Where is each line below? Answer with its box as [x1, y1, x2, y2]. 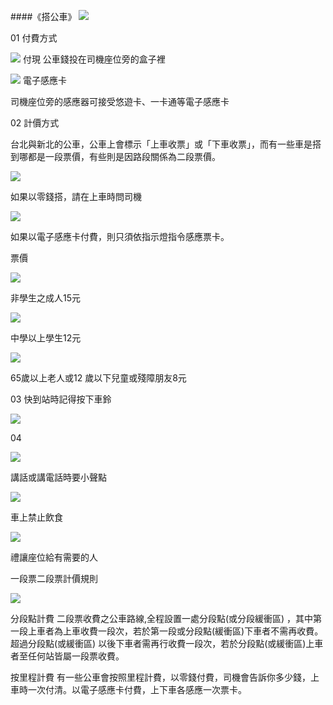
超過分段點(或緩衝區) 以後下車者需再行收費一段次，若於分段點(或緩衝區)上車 [10, 638, 324, 649]
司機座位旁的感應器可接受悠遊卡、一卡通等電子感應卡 [10, 96, 230, 107]
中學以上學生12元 [10, 332, 82, 344]
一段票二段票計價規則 [10, 573, 98, 584]
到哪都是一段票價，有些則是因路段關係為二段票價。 [10, 151, 221, 162]
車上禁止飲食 [10, 511, 63, 523]
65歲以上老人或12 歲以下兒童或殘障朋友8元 [10, 372, 187, 384]
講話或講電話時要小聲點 [10, 471, 107, 483]
